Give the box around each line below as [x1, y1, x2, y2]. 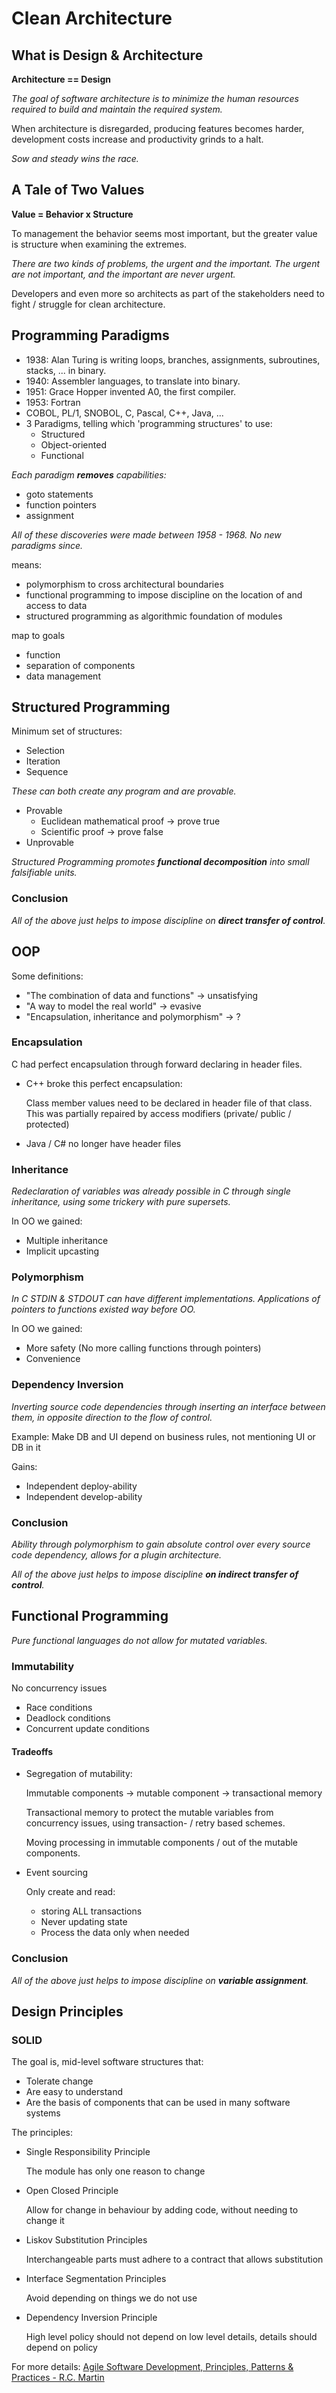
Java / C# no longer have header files [25, 1137, 182, 1149]
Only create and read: [25, 1886, 116, 1898]
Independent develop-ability [25, 1490, 143, 1502]
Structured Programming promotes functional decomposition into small [11, 856, 310, 868]
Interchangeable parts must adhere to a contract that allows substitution [25, 2253, 324, 2266]
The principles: [11, 2127, 73, 2139]
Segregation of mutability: [25, 1768, 133, 1780]
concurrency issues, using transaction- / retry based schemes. [25, 1817, 286, 1829]
